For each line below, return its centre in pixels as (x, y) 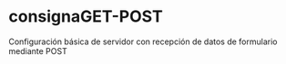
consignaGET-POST (86, 17)
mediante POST (38, 50)
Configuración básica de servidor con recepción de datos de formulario (143, 41)
